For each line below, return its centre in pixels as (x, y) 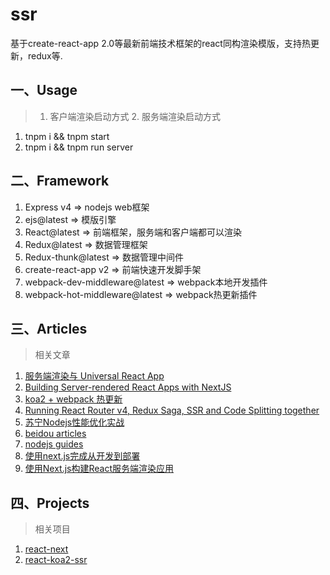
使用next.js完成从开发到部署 (82, 456)
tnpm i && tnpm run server (79, 147)
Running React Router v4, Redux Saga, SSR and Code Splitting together (172, 410)
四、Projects (50, 503)
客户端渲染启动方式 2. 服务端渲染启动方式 (135, 116)
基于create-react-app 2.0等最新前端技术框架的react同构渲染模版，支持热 (160, 43)
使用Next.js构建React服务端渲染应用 (99, 469)
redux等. (45, 55)
